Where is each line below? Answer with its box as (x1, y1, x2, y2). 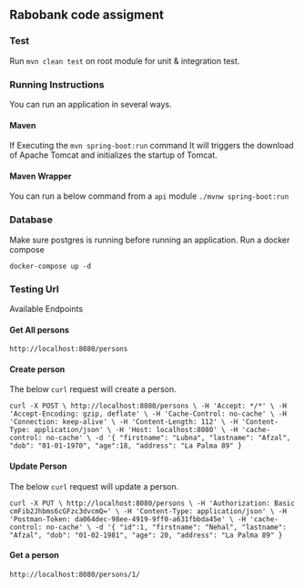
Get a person (9, 550, 59, 561)
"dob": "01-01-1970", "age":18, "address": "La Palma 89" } (9, 441, 243, 450)
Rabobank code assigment (9, 7, 164, 23)
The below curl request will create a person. (9, 384, 177, 395)
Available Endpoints (9, 303, 84, 314)
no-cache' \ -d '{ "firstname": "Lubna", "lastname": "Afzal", (46, 433, 291, 443)
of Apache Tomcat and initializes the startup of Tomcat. (9, 150, 218, 160)
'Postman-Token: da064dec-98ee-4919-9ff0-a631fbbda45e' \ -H (9, 514, 247, 523)
